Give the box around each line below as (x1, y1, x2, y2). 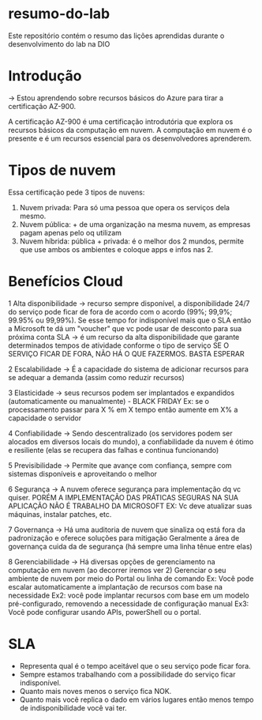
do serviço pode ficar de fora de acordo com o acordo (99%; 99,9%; (8, 307, 233, 316)
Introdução (8, 67, 82, 85)
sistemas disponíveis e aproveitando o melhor (8, 469, 158, 478)
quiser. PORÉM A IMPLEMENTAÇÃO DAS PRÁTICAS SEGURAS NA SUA (8, 492, 239, 502)
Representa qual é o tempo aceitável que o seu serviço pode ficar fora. (19, 661, 251, 670)
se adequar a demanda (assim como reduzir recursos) (8, 372, 185, 382)
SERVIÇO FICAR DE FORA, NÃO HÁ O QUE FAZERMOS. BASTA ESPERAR (8, 349, 245, 358)
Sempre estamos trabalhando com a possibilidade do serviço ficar (19, 669, 236, 679)
